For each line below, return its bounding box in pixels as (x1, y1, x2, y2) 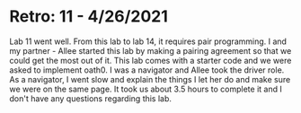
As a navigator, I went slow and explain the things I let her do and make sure (9, 74, 291, 84)
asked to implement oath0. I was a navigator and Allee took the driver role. (9, 65, 285, 75)
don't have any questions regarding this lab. (9, 92, 173, 104)
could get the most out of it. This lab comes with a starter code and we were (9, 55, 292, 65)
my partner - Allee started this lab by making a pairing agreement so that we (9, 45, 292, 56)
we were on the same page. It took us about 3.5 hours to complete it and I (9, 83, 283, 94)
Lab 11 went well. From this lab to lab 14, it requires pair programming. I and (9, 36, 288, 47)
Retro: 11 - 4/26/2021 (9, 6, 169, 27)
